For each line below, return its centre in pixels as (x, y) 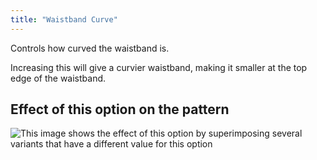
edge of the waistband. (58, 78)
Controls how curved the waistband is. (90, 48)
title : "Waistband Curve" (64, 19)
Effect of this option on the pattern (120, 109)
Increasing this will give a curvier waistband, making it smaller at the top (159, 67)
